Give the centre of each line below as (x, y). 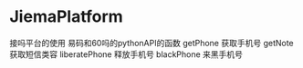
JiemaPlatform (66, 17)
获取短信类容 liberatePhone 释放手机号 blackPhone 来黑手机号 (126, 54)
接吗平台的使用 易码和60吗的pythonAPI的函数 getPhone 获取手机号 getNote (151, 43)
